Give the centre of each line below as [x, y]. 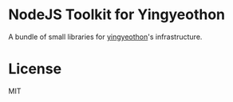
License [35, 69]
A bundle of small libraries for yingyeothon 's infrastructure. [105, 37]
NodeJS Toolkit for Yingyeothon [117, 15]
